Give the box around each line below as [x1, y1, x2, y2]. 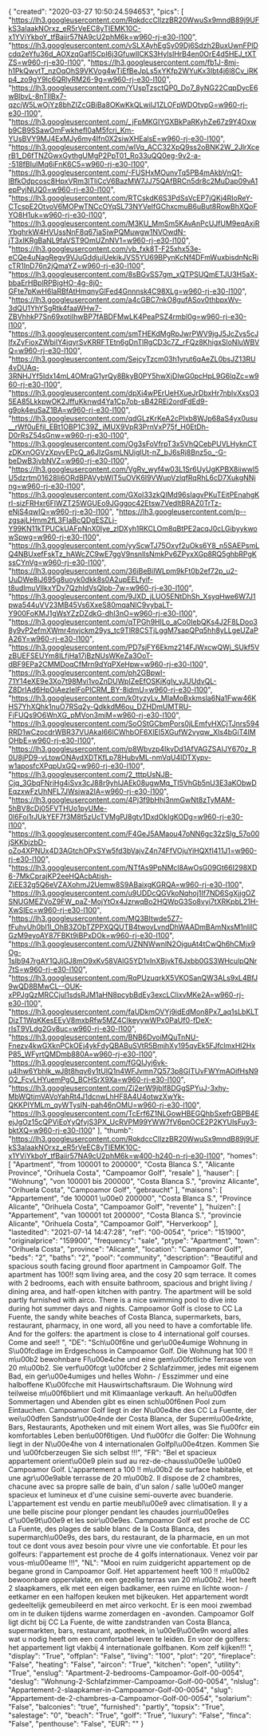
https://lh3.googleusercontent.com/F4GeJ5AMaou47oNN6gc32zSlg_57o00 [11, 829, 260, 838]
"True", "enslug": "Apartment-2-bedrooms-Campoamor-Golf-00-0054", [8, 1668, 245, 1678]
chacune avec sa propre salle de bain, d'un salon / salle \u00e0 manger [8, 1482, 244, 1491]
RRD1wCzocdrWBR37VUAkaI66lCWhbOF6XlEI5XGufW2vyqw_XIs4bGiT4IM [8, 728, 257, 736]
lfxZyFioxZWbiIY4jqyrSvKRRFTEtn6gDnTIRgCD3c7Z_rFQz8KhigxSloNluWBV [8, 337, 260, 346]
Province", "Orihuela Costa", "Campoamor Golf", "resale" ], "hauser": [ [8, 1168, 239, 1178]
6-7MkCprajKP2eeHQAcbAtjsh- [8, 871, 112, 881]
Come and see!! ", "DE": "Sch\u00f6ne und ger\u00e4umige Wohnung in [8, 1338, 248, 1347]
